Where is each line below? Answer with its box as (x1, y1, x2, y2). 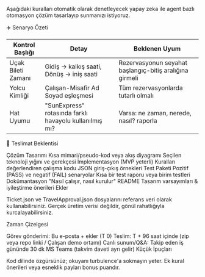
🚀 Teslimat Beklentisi (6, 140, 59, 147)
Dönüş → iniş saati (45, 70, 98, 78)
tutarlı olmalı (118, 92, 154, 99)
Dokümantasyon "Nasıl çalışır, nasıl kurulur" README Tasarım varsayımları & (6, 178, 198, 185)
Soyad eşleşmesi (45, 92, 93, 99)
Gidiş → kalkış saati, (45, 62, 102, 71)
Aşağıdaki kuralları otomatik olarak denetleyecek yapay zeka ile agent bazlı (6, 5, 195, 12)
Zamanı (9, 74, 31, 82)
